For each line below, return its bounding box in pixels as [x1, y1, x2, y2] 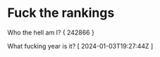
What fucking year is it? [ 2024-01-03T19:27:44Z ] [7, 42, 154, 50]
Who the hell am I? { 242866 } [7, 28, 95, 37]
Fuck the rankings [7, 5, 115, 21]
